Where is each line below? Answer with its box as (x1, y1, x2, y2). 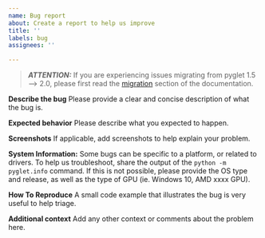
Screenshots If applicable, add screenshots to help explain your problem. (8, 133, 251, 144)
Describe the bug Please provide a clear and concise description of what (8, 94, 250, 104)
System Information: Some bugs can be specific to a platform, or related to (8, 149, 257, 159)
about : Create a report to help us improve (8, 19, 156, 27)
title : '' (8, 26, 42, 34)
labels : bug (8, 34, 48, 42)
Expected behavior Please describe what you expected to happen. (8, 118, 229, 128)
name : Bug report (8, 11, 66, 20)
